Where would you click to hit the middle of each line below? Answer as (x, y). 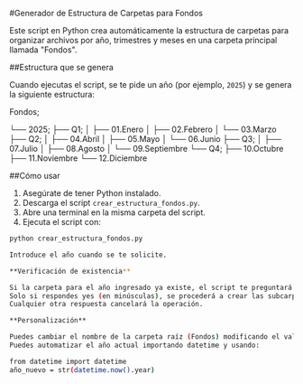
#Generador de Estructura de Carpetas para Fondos (106, 13)
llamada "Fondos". (43, 50)
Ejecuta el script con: (61, 222)
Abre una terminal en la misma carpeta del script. (114, 212)
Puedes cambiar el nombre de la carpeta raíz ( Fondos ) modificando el (145, 337)
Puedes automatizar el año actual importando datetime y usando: (134, 345)
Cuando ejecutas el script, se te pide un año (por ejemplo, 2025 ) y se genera (151, 84)
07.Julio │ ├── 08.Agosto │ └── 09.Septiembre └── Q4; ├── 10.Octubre (147, 149)
